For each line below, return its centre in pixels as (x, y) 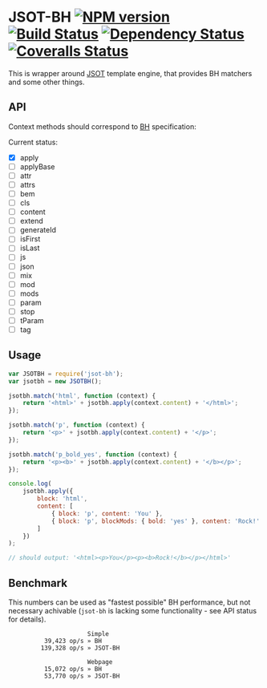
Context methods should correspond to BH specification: (102, 126)
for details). (27, 619)
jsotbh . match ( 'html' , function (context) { (82, 396)
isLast (30, 248)
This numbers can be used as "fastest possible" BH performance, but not (129, 602)
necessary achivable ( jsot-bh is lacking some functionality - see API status (133, 611)
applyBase (37, 166)
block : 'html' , (63, 499)
